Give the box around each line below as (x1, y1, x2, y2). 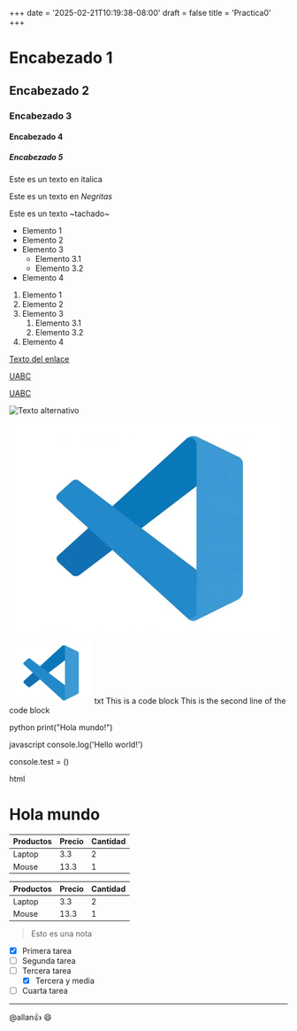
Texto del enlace (9, 354, 70, 365)
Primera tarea (21, 945, 72, 956)
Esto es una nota (30, 928, 93, 939)
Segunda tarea (21, 955, 77, 966)
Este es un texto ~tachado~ (9, 208, 110, 219)
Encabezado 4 (9, 132, 64, 142)
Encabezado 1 (9, 48, 113, 68)
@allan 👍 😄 (9, 1012, 52, 1022)
